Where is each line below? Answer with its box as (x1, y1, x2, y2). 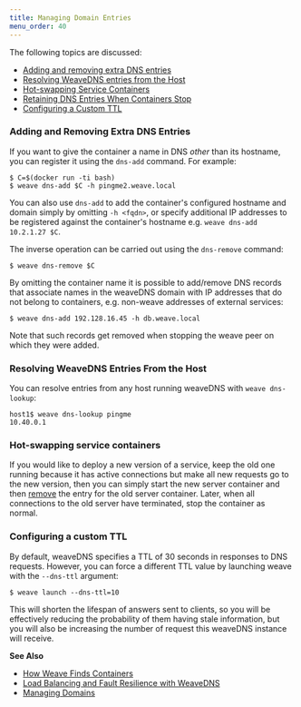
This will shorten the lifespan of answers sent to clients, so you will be (9, 604, 271, 614)
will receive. (9, 633, 54, 643)
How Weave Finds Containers (22, 668, 134, 679)
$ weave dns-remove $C (9, 260, 95, 270)
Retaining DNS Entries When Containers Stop (22, 93, 192, 104)
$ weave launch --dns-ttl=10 (9, 587, 120, 597)
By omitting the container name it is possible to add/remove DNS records (9, 277, 283, 288)
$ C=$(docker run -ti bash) (9, 173, 116, 182)
